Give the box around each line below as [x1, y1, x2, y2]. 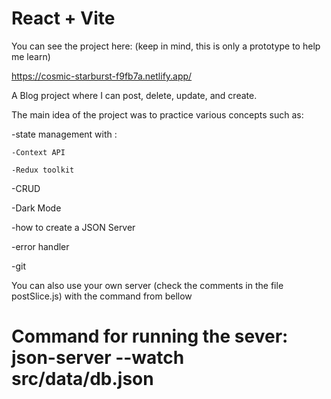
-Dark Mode [11, 202, 62, 214]
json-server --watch [11, 347, 185, 369]
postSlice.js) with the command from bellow [11, 290, 193, 302]
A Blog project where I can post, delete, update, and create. [11, 89, 258, 101]
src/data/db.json [11, 368, 154, 391]
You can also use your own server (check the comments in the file [11, 279, 284, 291]
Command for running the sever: [11, 325, 289, 348]
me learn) [11, 50, 51, 62]
